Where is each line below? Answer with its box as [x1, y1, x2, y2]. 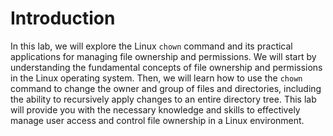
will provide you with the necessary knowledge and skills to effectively [10, 103, 301, 116]
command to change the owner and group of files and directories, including [10, 82, 322, 94]
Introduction [10, 7, 116, 30]
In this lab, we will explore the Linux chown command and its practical [10, 40, 293, 52]
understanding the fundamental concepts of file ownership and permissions [10, 61, 323, 73]
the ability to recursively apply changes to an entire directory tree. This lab [10, 93, 317, 105]
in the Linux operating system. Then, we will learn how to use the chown [10, 72, 303, 84]
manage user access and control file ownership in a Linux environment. [10, 114, 305, 126]
